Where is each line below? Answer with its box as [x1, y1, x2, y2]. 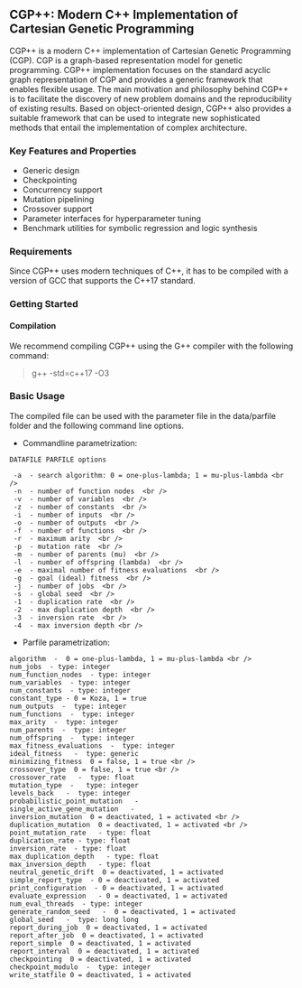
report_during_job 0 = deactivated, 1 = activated [9, 923, 207, 932]
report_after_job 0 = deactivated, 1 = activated [9, 930, 204, 940]
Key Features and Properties [9, 144, 137, 157]
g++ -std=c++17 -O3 [31, 368, 110, 378]
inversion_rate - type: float [9, 844, 127, 853]
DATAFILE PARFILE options [9, 455, 106, 464]
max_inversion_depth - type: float [9, 860, 151, 869]
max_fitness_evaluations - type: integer [9, 741, 176, 750]
